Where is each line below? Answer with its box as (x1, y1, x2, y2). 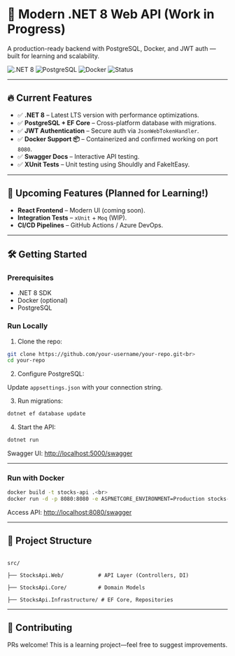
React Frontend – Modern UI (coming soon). (17, 206, 145, 214)
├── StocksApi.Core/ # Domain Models (7, 584, 145, 591)
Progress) (7, 21, 66, 37)
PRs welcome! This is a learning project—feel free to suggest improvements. (7, 640, 228, 649)
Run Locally (7, 321, 48, 331)
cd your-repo (7, 357, 45, 364)
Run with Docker (7, 473, 65, 483)
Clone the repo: (17, 337, 63, 345)
